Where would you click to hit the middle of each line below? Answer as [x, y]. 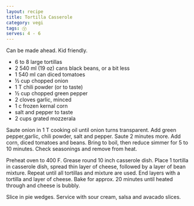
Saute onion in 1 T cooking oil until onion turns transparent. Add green [91, 130]
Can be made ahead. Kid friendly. [47, 50]
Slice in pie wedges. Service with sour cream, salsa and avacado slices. [94, 197]
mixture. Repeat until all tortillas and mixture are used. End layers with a [93, 173]
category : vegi [25, 22]
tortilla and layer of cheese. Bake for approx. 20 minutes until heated [90, 179]
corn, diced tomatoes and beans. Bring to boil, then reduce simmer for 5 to [97, 143]
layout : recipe [25, 12]
